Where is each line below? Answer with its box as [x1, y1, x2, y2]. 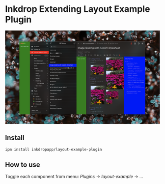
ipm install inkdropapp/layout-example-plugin [5, 147, 102, 152]
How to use [5, 160, 40, 169]
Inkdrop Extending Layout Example [5, 3, 150, 15]
